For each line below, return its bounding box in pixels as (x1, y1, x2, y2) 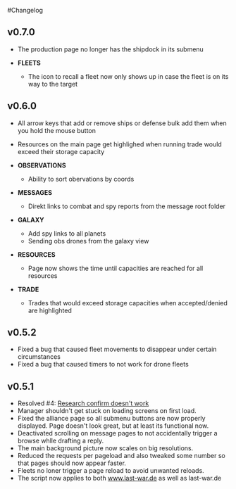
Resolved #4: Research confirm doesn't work (17, 399, 149, 407)
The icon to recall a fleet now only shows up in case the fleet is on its (27, 72, 229, 80)
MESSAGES (17, 188, 53, 196)
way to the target (27, 80, 78, 88)
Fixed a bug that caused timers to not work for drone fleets (17, 360, 189, 369)
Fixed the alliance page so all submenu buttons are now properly (17, 414, 206, 423)
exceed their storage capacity (17, 147, 105, 155)
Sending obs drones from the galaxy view (27, 236, 149, 245)
